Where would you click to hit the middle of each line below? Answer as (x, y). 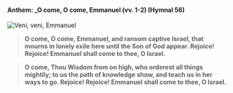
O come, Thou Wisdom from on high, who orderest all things (114, 67)
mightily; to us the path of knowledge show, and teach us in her (118, 75)
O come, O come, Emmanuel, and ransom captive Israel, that (114, 39)
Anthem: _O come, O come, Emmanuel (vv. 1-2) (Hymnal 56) (96, 10)
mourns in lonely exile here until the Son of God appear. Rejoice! (119, 46)
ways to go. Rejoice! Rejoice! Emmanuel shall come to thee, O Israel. (125, 82)
